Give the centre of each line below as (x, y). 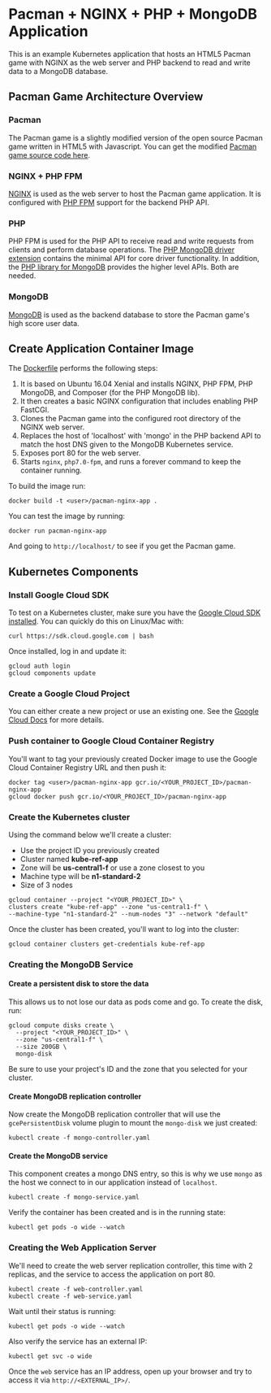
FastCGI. (35, 410)
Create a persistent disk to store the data (79, 984)
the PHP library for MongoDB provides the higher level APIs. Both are (124, 267)
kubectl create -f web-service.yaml (70, 1296)
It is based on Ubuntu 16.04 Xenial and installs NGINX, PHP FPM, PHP (136, 384)
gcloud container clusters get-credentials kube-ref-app (107, 944)
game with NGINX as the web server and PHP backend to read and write (130, 63)
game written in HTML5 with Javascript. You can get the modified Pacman (133, 146)
